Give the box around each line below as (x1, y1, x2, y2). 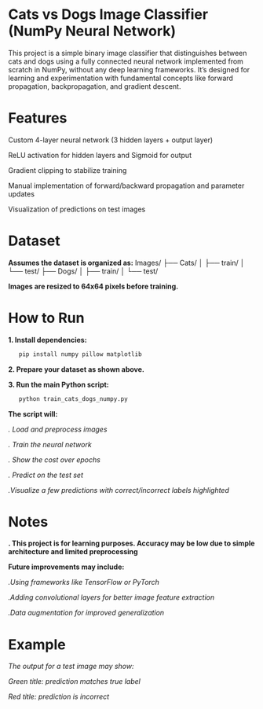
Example (8, 635, 66, 653)
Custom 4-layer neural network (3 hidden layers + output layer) (8, 135, 214, 145)
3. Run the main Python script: (8, 380, 110, 389)
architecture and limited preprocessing (8, 547, 139, 557)
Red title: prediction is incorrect (8, 692, 110, 701)
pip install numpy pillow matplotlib (18, 350, 143, 358)
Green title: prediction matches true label (8, 677, 141, 686)
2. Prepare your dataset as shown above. (8, 364, 145, 374)
